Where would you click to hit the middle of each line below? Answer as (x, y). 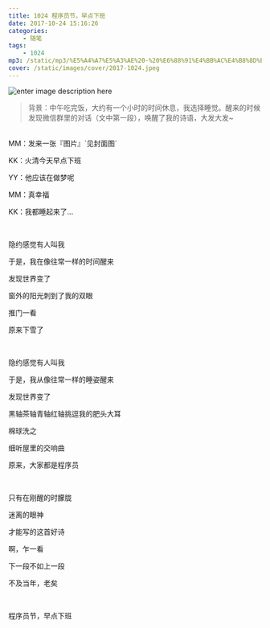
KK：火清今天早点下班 (45, 160)
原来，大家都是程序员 (43, 465)
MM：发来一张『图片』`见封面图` (63, 143)
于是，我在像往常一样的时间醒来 (61, 261)
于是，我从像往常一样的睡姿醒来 (61, 380)
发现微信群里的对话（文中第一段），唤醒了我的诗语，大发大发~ (131, 117)
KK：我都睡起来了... (41, 211)
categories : (28, 31)
